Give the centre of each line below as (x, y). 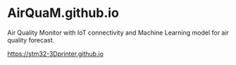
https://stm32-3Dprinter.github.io (56, 54)
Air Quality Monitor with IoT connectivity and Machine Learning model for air (118, 32)
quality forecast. (31, 40)
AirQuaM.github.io (63, 13)
